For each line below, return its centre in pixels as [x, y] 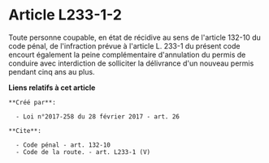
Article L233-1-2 [65, 15]
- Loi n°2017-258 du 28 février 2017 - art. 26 [98, 116]
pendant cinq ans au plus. [52, 71]
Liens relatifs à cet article [52, 88]
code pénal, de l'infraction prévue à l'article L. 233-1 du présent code [124, 45]
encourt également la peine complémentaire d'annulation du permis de [127, 54]
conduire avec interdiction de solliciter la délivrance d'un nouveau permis [131, 63]
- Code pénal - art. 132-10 [63, 145]
